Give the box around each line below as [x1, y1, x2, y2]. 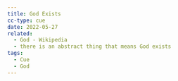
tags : [7, 50, 23, 57]
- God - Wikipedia [13, 37, 68, 44]
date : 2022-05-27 [7, 23, 58, 30]
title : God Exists [7, 10, 61, 18]
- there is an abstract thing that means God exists [13, 43, 172, 50]
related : [7, 30, 33, 37]
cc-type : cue [7, 17, 46, 24]
